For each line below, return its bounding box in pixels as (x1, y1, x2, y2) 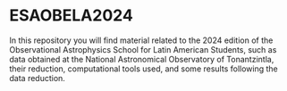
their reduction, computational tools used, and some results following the (9, 63, 279, 74)
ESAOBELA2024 (9, 5, 134, 26)
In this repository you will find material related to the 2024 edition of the (9, 35, 274, 45)
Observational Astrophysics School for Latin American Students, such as (9, 44, 277, 54)
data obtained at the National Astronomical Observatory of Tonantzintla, (9, 54, 274, 64)
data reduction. (9, 72, 65, 83)
